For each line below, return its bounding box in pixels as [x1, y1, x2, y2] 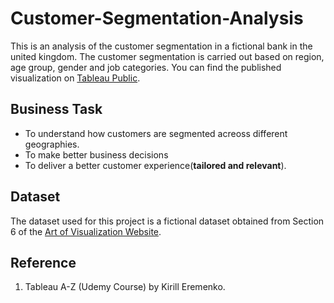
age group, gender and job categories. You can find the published [10, 61, 282, 73]
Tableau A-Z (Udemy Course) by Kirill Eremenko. [24, 281, 226, 293]
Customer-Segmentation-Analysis [10, 7, 304, 30]
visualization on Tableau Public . [10, 72, 141, 84]
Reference [10, 254, 77, 271]
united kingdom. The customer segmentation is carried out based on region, [10, 50, 325, 62]
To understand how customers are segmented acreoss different [24, 127, 288, 139]
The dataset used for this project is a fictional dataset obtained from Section [10, 215, 325, 227]
